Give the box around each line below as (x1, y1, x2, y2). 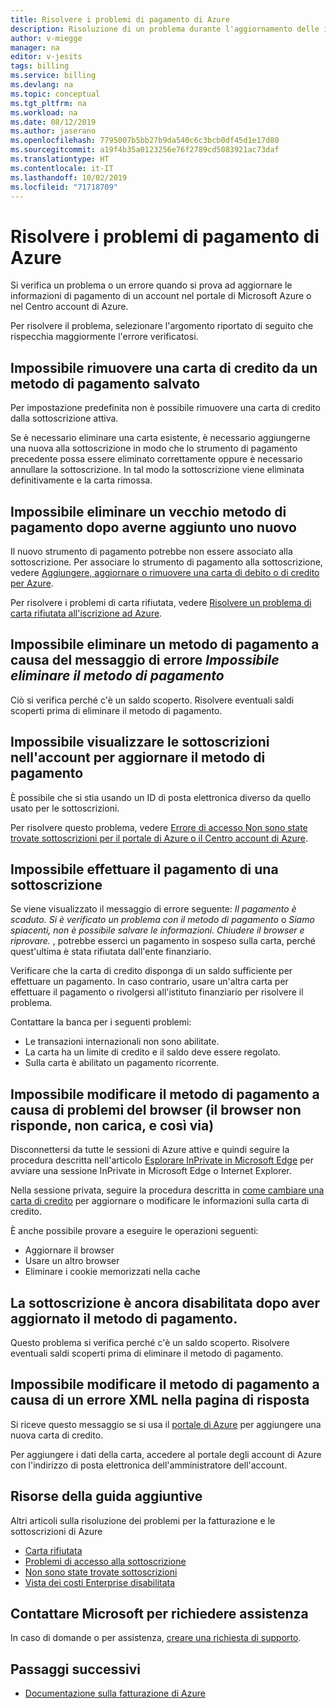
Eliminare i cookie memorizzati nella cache (24, 1266, 201, 1278)
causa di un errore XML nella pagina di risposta (10, 1392, 310, 1409)
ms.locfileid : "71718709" (10, 182, 118, 192)
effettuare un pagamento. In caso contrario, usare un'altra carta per (10, 976, 289, 988)
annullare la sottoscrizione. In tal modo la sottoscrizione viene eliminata (10, 464, 305, 476)
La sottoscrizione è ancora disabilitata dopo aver (10, 1294, 320, 1311)
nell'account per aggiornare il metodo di (10, 749, 266, 766)
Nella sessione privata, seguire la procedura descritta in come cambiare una (10, 1184, 325, 1196)
